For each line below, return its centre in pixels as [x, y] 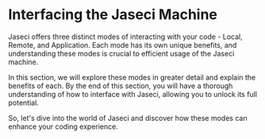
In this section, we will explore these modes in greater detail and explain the [132, 77]
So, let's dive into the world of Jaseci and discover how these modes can [128, 118]
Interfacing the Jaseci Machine [113, 15]
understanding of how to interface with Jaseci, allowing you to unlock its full [133, 94]
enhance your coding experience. [63, 126]
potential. [24, 102]
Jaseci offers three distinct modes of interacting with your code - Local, [126, 37]
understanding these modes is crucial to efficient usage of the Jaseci [121, 53]
